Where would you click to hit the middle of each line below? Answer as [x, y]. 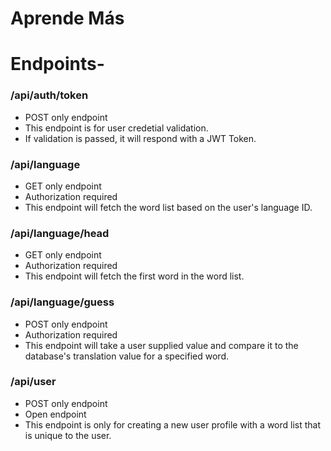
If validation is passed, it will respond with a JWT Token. [140, 138]
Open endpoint [55, 414]
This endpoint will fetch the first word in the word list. [134, 276]
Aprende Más [67, 18]
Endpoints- [57, 64]
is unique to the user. [68, 435]
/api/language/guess [62, 302]
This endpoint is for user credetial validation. [116, 128]
